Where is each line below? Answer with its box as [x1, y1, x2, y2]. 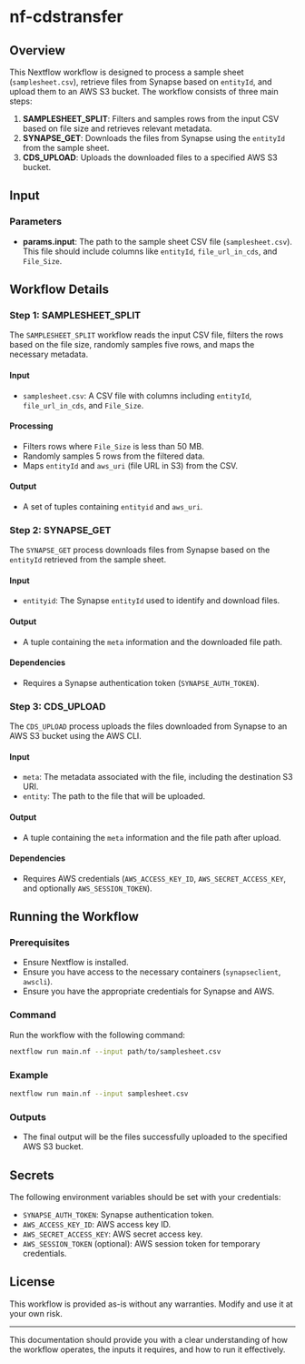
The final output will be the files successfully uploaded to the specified [22, 1131, 288, 1143]
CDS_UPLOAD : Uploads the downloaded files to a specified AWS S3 [22, 152, 279, 163]
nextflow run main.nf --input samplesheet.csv [9, 1089, 189, 1098]
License [9, 1274, 55, 1289]
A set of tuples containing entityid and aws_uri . [22, 500, 203, 511]
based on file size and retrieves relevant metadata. [22, 123, 212, 134]
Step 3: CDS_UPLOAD [9, 700, 106, 712]
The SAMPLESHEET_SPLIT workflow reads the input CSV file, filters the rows [9, 329, 284, 340]
